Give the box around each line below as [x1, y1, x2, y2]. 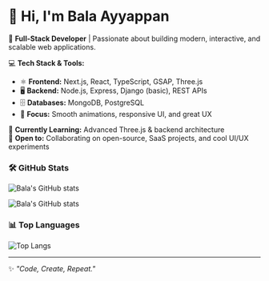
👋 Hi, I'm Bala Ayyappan [8, 7, 170, 26]
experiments [8, 142, 50, 151]
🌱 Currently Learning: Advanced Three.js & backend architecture [8, 124, 225, 134]
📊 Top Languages [8, 219, 80, 231]
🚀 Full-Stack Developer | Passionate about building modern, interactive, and [8, 34, 261, 43]
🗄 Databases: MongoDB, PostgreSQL [19, 98, 145, 107]
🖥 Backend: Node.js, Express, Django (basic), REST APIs [19, 86, 207, 95]
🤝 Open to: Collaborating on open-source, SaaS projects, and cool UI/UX [8, 133, 250, 143]
